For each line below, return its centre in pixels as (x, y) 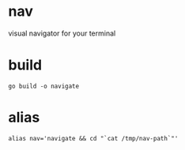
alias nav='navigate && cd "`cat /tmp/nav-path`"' (93, 138)
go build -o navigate (44, 86)
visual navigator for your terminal (62, 33)
